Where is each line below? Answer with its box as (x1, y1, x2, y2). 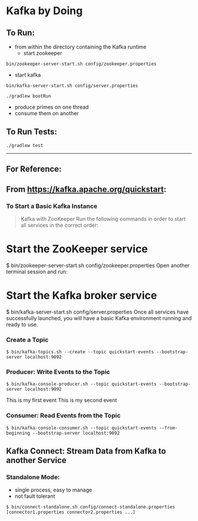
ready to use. (6, 321, 38, 328)
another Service (6, 455, 67, 465)
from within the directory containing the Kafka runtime (14, 43, 147, 50)
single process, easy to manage (14, 486, 93, 494)
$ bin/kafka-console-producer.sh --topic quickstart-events (6, 381, 157, 388)
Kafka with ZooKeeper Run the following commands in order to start (20, 215, 186, 222)
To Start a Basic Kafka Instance (6, 202, 98, 210)
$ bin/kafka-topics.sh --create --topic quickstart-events (6, 349, 154, 355)
